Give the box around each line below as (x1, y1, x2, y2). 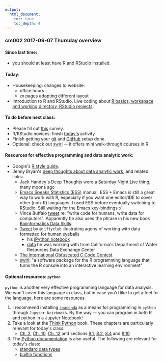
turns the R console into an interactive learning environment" (19, 262, 143, 268)
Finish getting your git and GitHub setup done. (12, 136, 106, 141)
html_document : (9, 12, 41, 17)
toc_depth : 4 (14, 21, 41, 26)
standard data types (19, 346, 60, 352)
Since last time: (5, 49, 38, 55)
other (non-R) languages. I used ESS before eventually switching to (19, 199, 156, 205)
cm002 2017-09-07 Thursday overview (5, 37, 102, 44)
